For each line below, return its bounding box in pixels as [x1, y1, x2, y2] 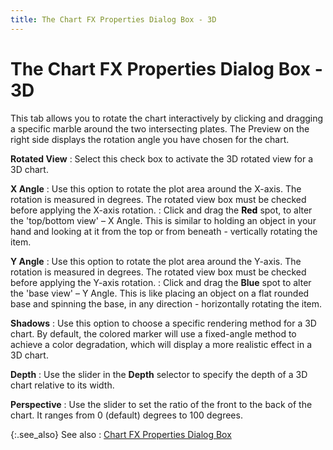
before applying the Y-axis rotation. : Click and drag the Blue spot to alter [10, 276, 312, 288]
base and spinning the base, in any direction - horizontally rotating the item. [10, 297, 323, 310]
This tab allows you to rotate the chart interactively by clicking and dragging [10, 112, 324, 124]
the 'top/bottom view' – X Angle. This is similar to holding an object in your [10, 214, 317, 226]
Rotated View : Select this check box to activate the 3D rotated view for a [10, 152, 314, 165]
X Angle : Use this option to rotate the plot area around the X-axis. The [10, 182, 302, 195]
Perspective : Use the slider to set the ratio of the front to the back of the [10, 398, 313, 410]
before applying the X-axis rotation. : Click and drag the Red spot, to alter [10, 204, 313, 216]
